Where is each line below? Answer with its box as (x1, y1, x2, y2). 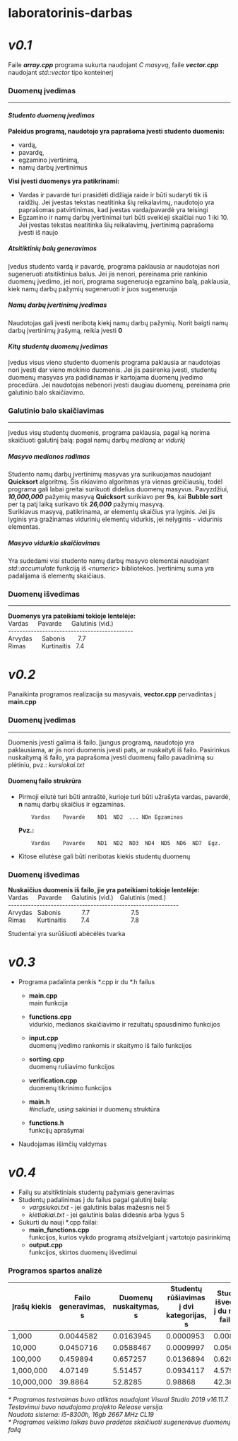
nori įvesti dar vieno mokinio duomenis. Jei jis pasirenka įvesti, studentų (8, 366, 218, 374)
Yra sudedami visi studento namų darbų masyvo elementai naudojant (8, 556, 209, 565)
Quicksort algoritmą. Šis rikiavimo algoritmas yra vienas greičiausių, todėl (8, 477, 223, 486)
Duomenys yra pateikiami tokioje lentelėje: (8, 612, 136, 620)
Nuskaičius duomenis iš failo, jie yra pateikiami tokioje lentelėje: (8, 886, 200, 894)
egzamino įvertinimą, (18, 156, 80, 164)
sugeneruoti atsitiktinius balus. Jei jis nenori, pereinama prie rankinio (8, 269, 208, 278)
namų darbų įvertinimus (18, 163, 88, 171)
